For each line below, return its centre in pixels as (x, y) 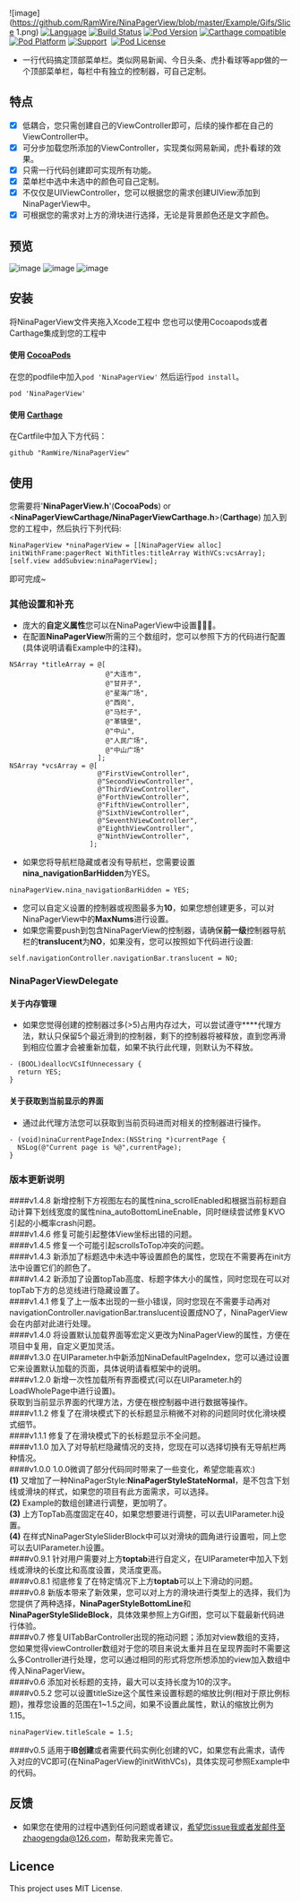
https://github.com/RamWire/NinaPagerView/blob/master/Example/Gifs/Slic (151, 22)
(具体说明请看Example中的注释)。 (84, 647)
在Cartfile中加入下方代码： (58, 436)
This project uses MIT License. (66, 1888)
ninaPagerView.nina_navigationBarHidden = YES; (100, 890)
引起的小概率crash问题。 (55, 1222)
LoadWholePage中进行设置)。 (65, 1391)
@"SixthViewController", (144, 813)
